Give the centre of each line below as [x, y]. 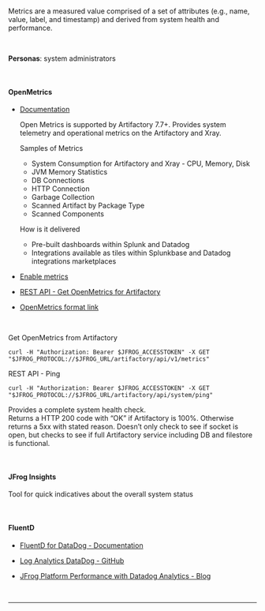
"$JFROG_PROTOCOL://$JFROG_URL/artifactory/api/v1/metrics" [109, 359]
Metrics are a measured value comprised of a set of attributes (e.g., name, [129, 11]
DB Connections [58, 181]
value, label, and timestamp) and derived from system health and [114, 19]
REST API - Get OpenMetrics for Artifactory [90, 292]
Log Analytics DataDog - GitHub [72, 560]
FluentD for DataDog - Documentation [81, 545]
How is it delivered [50, 229]
